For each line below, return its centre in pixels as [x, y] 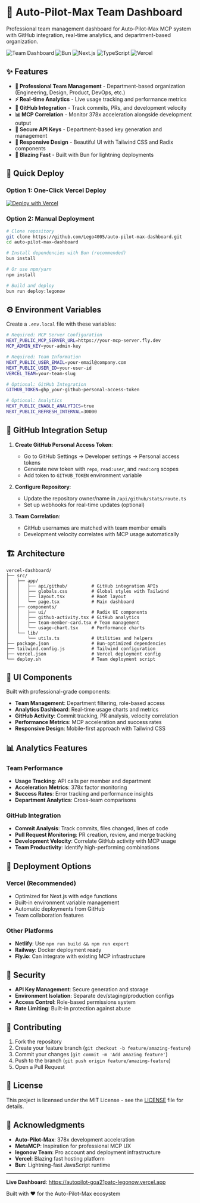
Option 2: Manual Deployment [50, 219]
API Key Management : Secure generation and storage [82, 989]
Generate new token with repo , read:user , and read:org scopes [101, 469]
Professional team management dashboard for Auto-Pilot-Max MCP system [99, 29]
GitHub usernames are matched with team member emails [95, 528]
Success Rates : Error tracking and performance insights [84, 794]
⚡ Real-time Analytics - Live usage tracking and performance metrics [101, 99]
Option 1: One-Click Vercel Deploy [56, 190]
